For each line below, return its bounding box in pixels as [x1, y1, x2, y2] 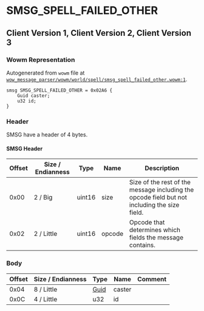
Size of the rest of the [129, 178, 191, 187]
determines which [129, 226, 181, 234]
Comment [137, 275, 167, 283]
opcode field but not [129, 193, 187, 202]
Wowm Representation [6, 55, 75, 64]
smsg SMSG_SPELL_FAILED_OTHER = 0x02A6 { [6, 87, 113, 93]
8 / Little [33, 285, 58, 293]
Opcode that [129, 218, 165, 227]
